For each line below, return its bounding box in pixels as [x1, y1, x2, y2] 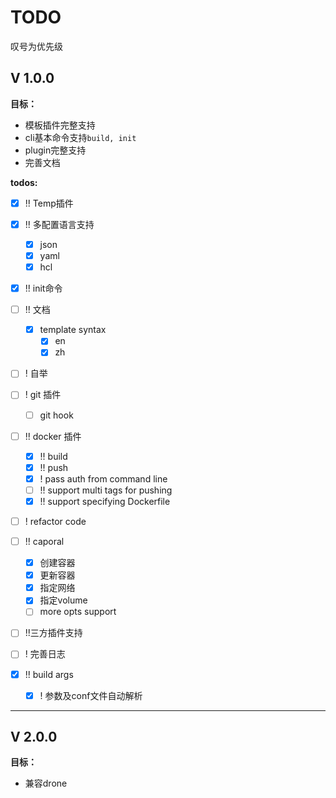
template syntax [39, 324, 107, 336]
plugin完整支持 [24, 144, 87, 156]
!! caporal [24, 536, 65, 547]
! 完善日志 [24, 648, 66, 660]
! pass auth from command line [39, 472, 168, 485]
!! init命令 [24, 282, 63, 295]
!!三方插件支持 [24, 627, 83, 639]
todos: [10, 176, 38, 188]
